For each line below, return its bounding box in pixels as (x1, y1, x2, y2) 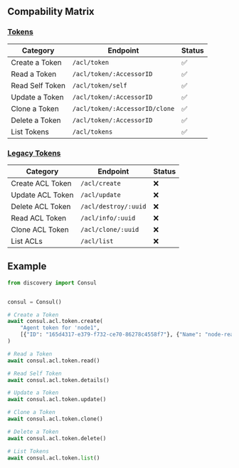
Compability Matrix (7, 6, 95, 18)
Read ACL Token (11, 213, 67, 223)
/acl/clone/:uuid (80, 225, 139, 233)
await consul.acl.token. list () (7, 454, 100, 462)
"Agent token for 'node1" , (20, 324, 100, 331)
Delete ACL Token (11, 201, 71, 211)
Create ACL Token (11, 178, 73, 188)
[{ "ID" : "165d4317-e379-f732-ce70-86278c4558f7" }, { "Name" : (20, 331, 202, 339)
